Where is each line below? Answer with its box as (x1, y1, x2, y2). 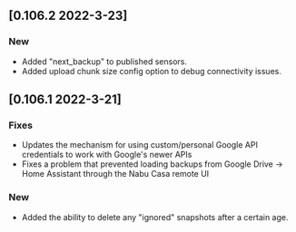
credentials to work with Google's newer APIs (21, 150, 192, 160)
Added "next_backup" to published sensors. (21, 55, 188, 67)
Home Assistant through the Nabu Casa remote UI (21, 169, 210, 179)
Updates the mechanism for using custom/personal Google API (21, 140, 258, 150)
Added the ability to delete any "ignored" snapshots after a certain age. (21, 211, 289, 222)
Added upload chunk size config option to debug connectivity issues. (21, 65, 282, 76)
